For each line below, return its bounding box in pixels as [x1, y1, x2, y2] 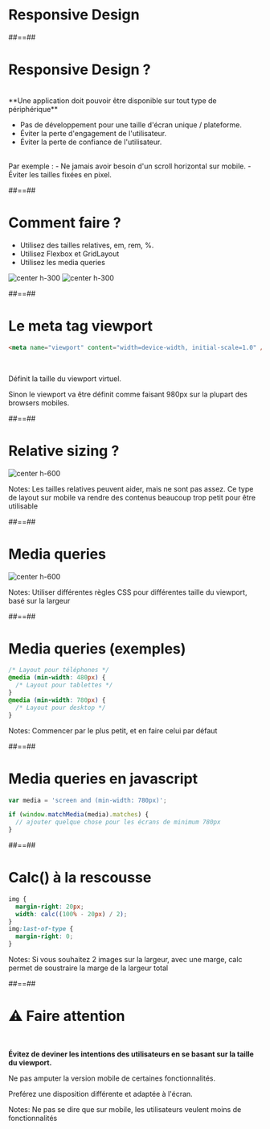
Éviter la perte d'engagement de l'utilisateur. [19, 128, 167, 138]
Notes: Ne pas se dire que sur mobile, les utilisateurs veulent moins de [8, 1105, 242, 1114]
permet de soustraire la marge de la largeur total [8, 963, 169, 973]
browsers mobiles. [8, 397, 70, 408]
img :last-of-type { [8, 925, 74, 933]
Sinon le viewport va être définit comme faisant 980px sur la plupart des [8, 389, 247, 399]
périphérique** [8, 104, 59, 114]
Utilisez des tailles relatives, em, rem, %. [19, 240, 154, 250]
